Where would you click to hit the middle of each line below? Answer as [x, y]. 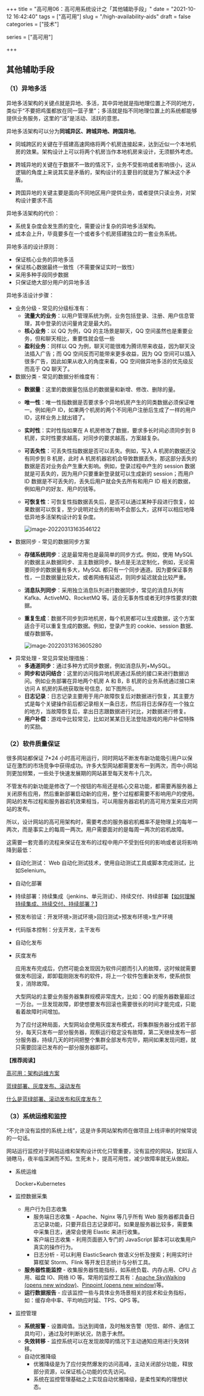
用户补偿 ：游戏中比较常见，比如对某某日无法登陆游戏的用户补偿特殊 [109, 719]
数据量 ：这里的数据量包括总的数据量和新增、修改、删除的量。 [101, 389]
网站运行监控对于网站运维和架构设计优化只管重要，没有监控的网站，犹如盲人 [102, 1151]
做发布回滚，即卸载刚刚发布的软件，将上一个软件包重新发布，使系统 [100, 976]
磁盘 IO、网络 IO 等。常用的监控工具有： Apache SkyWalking [110, 1278]
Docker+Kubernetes [40, 1184]
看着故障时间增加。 [39, 1011]
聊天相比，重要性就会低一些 [80, 338]
